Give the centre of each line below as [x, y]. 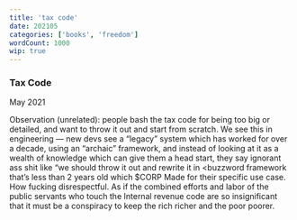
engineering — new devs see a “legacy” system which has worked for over [148, 139]
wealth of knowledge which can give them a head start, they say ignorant [145, 158]
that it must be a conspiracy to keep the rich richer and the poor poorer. [142, 206]
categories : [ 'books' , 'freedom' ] [74, 34]
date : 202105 [34, 26]
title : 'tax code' [44, 18]
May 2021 [27, 102]
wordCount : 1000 [40, 43]
